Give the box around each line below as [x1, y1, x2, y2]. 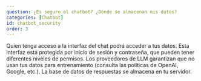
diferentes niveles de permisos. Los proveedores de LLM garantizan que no [6, 55, 195, 62]
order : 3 [6, 25, 28, 32]
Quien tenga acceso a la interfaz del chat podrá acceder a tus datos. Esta [6, 42, 189, 50]
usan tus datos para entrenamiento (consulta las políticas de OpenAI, [6, 62, 179, 69]
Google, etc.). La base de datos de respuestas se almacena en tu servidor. [6, 68, 192, 76]
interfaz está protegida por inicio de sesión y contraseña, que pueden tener [6, 49, 195, 56]
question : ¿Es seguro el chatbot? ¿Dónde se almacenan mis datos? [6, 8, 177, 15]
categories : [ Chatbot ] [6, 15, 64, 21]
